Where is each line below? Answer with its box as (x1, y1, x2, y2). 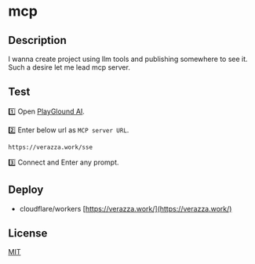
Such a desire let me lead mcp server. (8, 63, 131, 72)
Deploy (8, 183, 44, 197)
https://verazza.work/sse (8, 143, 93, 151)
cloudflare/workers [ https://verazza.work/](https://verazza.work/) (19, 204, 232, 213)
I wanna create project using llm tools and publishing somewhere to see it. (8, 54, 249, 63)
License (8, 226, 48, 240)
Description (8, 34, 67, 47)
